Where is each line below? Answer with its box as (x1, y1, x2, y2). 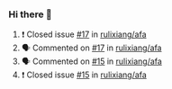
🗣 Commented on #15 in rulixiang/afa (21, 56, 163, 67)
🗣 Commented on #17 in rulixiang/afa (21, 42, 162, 53)
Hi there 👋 (8, 8, 53, 21)
